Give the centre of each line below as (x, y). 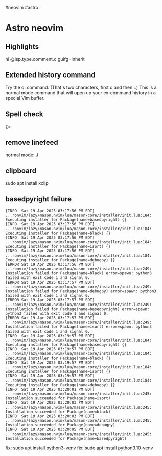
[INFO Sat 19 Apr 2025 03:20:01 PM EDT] (50, 390)
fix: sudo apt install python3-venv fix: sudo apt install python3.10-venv (79, 448)
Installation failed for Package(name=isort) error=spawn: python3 (79, 327)
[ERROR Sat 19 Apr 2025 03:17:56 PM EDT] (50, 265)
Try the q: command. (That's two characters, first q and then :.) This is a (81, 87)
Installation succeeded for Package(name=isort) (58, 398)
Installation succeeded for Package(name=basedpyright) (66, 439)
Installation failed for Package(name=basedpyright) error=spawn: (77, 309)
